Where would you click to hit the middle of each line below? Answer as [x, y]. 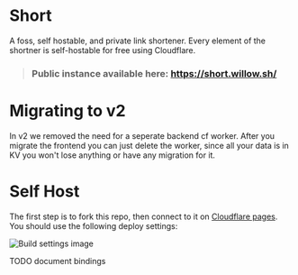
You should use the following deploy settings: [94, 225]
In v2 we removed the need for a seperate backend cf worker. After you [142, 135]
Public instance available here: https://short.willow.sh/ [154, 73]
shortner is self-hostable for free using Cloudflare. [103, 50]
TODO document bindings [58, 261]
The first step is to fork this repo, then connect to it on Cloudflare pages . [144, 216]
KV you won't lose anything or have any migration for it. [113, 155]
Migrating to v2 [68, 111]
